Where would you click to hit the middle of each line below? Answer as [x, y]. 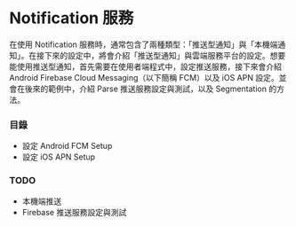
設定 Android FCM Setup [67, 146]
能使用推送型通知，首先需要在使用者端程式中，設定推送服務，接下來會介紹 [145, 66]
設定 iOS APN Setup [59, 157]
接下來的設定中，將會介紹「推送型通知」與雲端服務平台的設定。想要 [161, 55]
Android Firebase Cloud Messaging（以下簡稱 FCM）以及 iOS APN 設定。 [144, 77]
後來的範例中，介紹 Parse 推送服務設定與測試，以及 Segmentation [146, 89]
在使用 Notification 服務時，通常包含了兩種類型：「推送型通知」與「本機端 [144, 44]
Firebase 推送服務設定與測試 [74, 212]
